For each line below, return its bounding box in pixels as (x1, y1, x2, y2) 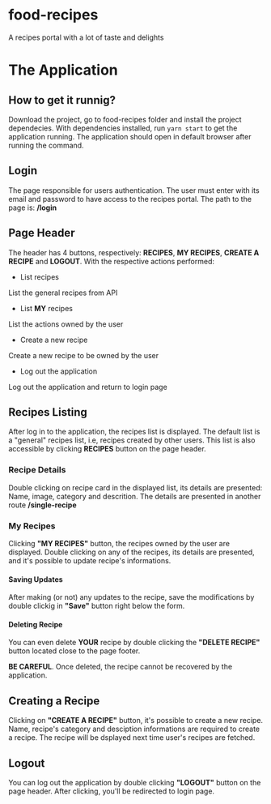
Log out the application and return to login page (8, 382, 167, 391)
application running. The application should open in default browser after (8, 131, 252, 141)
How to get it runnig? (8, 93, 116, 107)
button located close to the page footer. (8, 646, 141, 656)
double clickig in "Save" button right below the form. (8, 601, 185, 611)
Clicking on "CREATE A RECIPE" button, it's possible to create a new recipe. (8, 716, 264, 725)
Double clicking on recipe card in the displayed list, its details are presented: (8, 482, 263, 492)
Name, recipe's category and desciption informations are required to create (8, 724, 260, 734)
